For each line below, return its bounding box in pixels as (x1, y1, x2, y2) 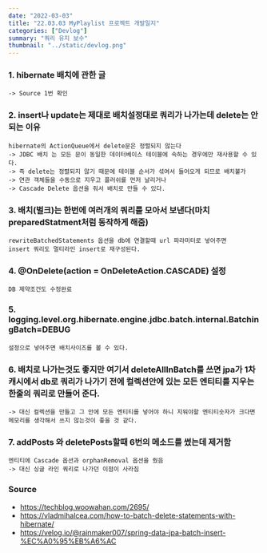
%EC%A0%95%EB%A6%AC (19, 536, 117, 546)
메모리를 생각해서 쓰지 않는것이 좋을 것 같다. (8, 416, 137, 425)
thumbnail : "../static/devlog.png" (8, 42, 127, 50)
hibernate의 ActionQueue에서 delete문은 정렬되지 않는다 (8, 142, 182, 150)
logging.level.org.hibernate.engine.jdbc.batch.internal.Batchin (8, 314, 260, 325)
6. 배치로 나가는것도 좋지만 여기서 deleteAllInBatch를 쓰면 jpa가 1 (8, 364, 249, 375)
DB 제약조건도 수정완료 (8, 285, 73, 293)
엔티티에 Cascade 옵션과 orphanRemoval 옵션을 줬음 (8, 457, 164, 465)
